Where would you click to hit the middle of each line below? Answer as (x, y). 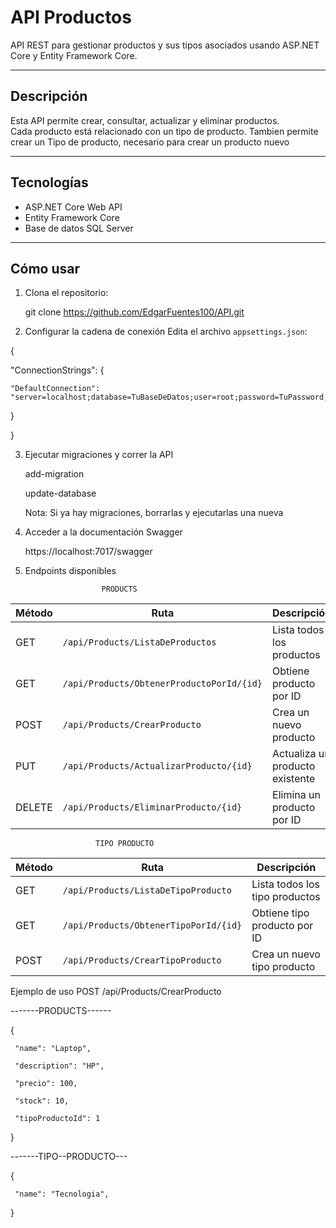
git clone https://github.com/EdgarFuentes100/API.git (134, 312)
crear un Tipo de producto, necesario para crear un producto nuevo (150, 142)
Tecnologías (49, 182)
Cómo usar (45, 268)
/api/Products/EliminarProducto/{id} (152, 807)
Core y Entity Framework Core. (74, 55)
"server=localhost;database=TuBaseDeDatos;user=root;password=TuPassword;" (171, 397)
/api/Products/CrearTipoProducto (142, 960)
